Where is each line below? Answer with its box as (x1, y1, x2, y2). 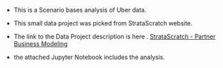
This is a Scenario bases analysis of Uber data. (13, 6, 147, 14)
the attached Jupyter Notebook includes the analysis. (13, 53, 165, 61)
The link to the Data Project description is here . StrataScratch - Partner (13, 32, 216, 41)
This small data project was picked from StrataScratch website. (13, 19, 193, 27)
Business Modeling (13, 40, 68, 47)
